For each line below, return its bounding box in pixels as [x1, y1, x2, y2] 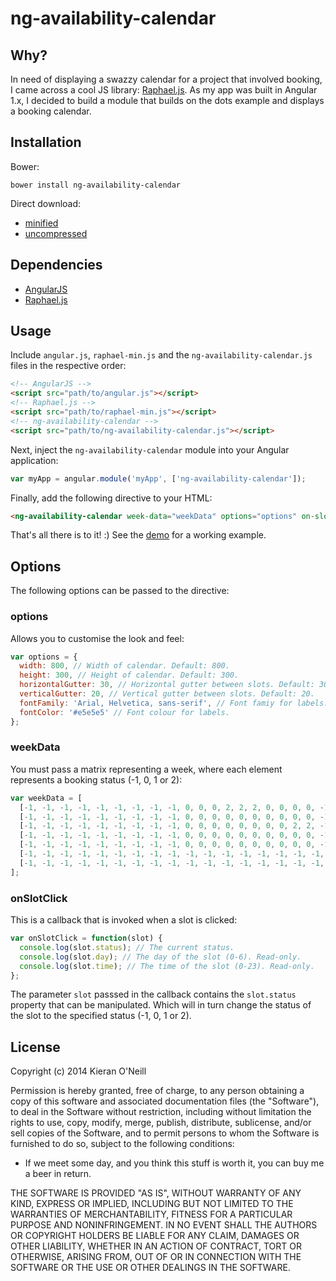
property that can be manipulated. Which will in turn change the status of [10, 999, 312, 1011]
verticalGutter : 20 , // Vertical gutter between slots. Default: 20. [19, 689, 315, 699]
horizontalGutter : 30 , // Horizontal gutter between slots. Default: [19, 680, 315, 690]
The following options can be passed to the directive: [10, 585, 230, 597]
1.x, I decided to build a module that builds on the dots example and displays [10, 95, 325, 106]
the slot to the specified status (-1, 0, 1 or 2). [10, 1010, 192, 1022]
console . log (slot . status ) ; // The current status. [19, 942, 235, 952]
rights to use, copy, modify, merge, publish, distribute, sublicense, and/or [10, 1117, 312, 1129]
